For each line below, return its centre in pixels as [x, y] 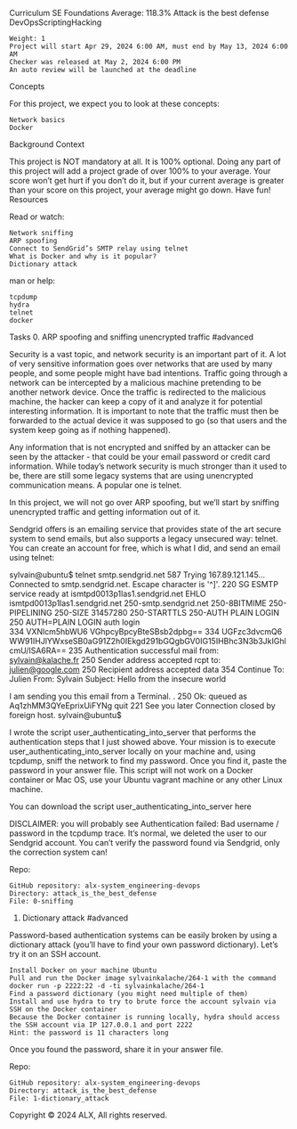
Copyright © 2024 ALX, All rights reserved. [88, 1115]
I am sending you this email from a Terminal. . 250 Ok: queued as [128, 696]
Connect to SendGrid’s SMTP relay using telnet [99, 249]
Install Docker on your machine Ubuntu [83, 970]
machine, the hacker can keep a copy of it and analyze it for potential [136, 401]
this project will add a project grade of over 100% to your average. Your [140, 171]
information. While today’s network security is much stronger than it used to [148, 466]
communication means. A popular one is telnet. [96, 485]
